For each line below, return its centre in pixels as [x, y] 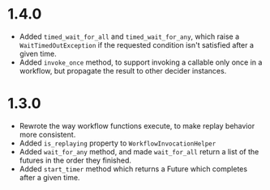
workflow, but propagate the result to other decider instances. [123, 70]
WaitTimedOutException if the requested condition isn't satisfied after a [137, 44]
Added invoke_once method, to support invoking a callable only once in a [141, 62]
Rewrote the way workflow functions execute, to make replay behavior [137, 125]
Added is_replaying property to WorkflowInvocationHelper [118, 143]
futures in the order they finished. [75, 160]
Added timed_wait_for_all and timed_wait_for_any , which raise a [129, 36]
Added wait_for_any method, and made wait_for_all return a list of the [139, 151]
